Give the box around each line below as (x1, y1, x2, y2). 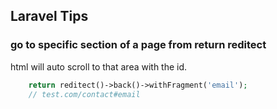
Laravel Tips (10, 8, 89, 25)
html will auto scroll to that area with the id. (10, 60, 188, 73)
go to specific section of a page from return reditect (10, 38, 267, 52)
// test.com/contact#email (28, 89, 141, 99)
